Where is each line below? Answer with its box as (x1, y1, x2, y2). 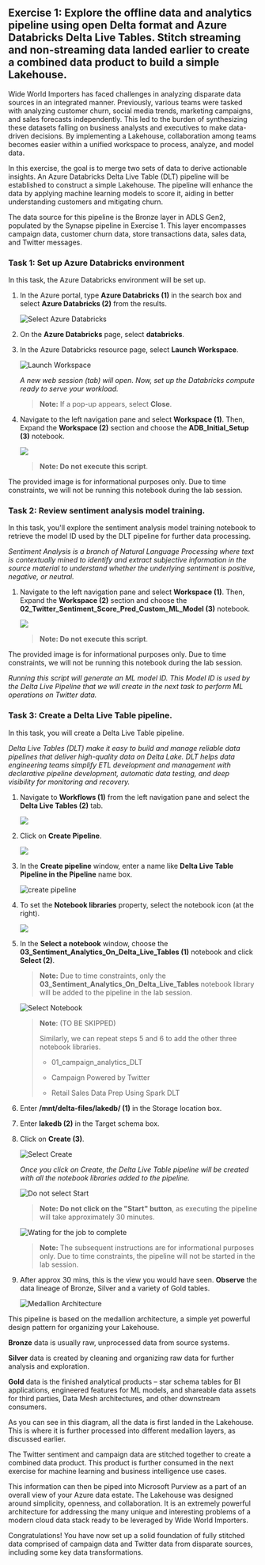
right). (19, 908, 40, 918)
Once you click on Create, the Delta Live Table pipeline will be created (19, 1165, 249, 1174)
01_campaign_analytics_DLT (51, 1057, 143, 1067)
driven (8, 131, 29, 141)
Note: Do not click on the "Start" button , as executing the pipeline (39, 1203, 258, 1213)
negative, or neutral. (8, 572, 75, 582)
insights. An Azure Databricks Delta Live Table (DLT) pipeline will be (8, 172, 229, 181)
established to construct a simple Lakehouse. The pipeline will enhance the (8, 180, 253, 189)
